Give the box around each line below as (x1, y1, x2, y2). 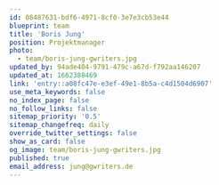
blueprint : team (9, 21, 69, 30)
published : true (9, 153, 69, 163)
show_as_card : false (9, 137, 86, 146)
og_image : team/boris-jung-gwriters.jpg (9, 145, 162, 154)
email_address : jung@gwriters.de (9, 162, 134, 171)
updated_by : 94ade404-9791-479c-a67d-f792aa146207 (9, 63, 201, 72)
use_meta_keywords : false (9, 87, 105, 96)
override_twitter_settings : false (9, 129, 138, 138)
